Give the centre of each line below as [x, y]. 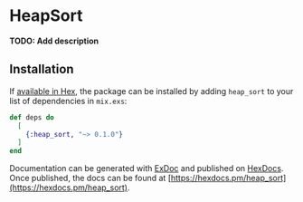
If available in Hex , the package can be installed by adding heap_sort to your [151, 91]
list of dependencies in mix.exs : [68, 101]
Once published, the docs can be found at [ [90, 178]
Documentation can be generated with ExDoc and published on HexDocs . [147, 168]
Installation [42, 69]
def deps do [32, 117]
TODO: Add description [54, 41]
